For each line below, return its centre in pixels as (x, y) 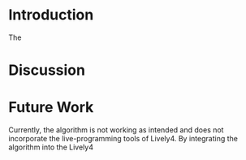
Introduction (51, 15)
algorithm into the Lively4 (51, 147)
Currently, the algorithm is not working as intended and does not (116, 130)
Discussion (47, 70)
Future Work (51, 108)
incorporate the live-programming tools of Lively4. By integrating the (123, 139)
